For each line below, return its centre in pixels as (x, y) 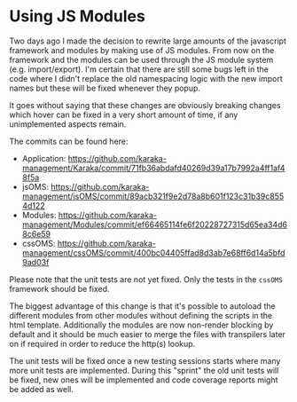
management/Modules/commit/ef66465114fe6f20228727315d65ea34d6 (155, 225)
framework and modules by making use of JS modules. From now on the (142, 50)
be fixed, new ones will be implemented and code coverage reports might (144, 380)
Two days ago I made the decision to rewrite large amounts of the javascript (148, 41)
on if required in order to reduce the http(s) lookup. (102, 343)
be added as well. (41, 389)
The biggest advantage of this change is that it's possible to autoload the (143, 306)
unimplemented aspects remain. (68, 124)
